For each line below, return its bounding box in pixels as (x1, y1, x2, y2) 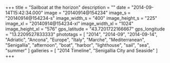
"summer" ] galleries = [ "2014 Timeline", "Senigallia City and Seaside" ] (5, 48, 158, 53)
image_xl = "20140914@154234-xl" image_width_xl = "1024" (5, 20, 134, 26)
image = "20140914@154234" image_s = (44, 10, 131, 16)
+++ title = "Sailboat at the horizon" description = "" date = (5, 5, 130, 10)
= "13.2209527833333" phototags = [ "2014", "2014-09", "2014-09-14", (5, 31, 158, 37)
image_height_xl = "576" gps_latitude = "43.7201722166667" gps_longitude (5, 26, 165, 32)
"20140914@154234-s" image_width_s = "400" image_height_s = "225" (5, 15, 158, 21)
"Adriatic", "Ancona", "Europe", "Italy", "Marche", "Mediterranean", (5, 37, 145, 43)
